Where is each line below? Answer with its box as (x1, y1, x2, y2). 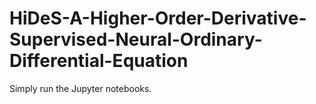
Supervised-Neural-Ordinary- (9, 28, 263, 51)
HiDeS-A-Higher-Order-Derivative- (9, 7, 307, 30)
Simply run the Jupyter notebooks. (9, 82, 152, 94)
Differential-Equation (9, 50, 189, 72)
